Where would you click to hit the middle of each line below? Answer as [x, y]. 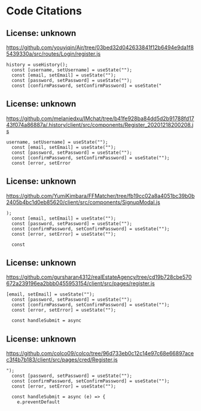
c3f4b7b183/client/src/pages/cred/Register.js [62, 360]
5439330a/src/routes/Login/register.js [53, 54]
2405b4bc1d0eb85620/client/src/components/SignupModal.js [83, 202]
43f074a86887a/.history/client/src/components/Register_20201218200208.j [100, 124]
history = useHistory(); [37, 65]
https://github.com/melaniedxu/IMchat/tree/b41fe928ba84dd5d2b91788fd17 [100, 118]
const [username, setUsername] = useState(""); [72, 70]
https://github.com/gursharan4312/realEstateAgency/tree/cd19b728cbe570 [99, 277]
